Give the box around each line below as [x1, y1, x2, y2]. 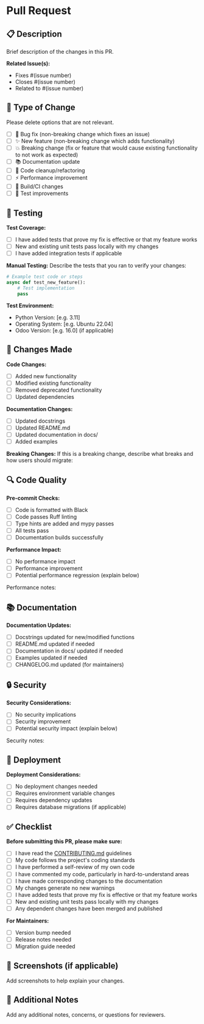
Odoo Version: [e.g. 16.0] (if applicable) [15, 326, 114, 334]
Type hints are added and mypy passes [15, 520, 114, 527]
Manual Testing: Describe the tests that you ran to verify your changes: [6, 262, 187, 269]
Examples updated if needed [15, 654, 88, 662]
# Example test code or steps [6, 274, 83, 280]
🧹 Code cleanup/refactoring [15, 167, 85, 174]
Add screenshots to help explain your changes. [6, 977, 125, 984]
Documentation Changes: [6, 405, 73, 412]
